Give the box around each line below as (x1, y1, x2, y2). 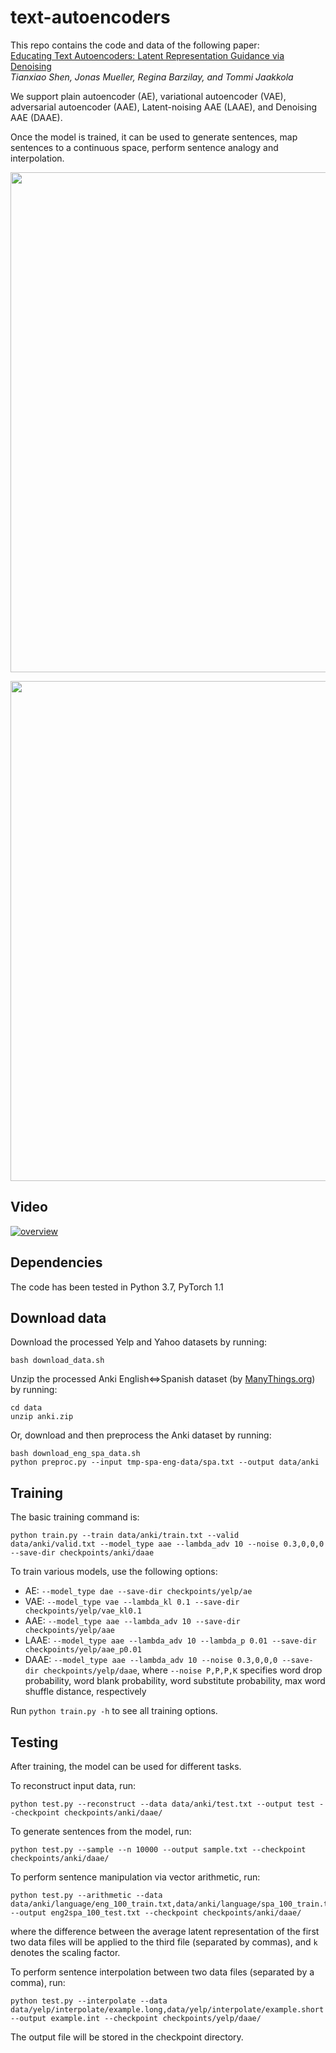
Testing (10, 1734, 59, 1751)
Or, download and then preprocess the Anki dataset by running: (10, 1429, 272, 1441)
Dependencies (10, 1254, 103, 1271)
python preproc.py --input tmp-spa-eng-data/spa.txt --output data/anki (10, 1457, 320, 1468)
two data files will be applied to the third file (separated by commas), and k (10, 1936, 318, 1948)
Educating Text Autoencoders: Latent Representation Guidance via (10, 49, 285, 61)
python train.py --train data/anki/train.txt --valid (10, 1531, 240, 1541)
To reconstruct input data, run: (10, 1780, 136, 1791)
